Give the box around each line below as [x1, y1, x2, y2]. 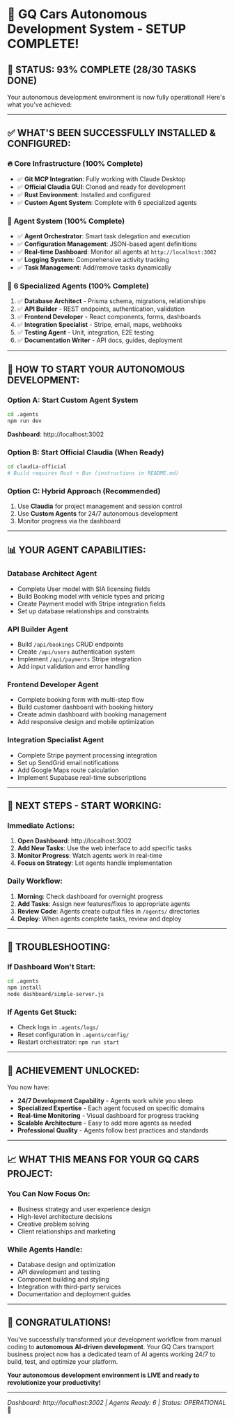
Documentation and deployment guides [17, 1290, 131, 1298]
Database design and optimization [17, 1261, 116, 1269]
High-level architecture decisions [17, 1212, 113, 1220]
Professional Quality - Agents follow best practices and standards [17, 1126, 209, 1135]
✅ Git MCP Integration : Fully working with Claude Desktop [17, 174, 186, 183]
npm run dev [7, 417, 42, 424]
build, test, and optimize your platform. [7, 1357, 118, 1365]
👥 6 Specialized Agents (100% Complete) [7, 281, 150, 291]
